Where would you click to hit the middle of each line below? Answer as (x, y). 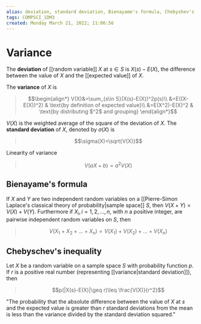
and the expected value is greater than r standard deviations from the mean (100, 308)
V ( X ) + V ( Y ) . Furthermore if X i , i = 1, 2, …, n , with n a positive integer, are (94, 212)
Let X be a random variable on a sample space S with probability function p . (100, 266)
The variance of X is (31, 87)
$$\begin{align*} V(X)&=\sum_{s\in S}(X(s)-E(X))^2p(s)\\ (98, 99)
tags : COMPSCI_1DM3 (31, 17)
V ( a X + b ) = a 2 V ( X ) (108, 165)
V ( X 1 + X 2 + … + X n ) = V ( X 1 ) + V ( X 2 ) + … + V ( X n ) (108, 232)
